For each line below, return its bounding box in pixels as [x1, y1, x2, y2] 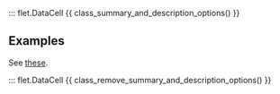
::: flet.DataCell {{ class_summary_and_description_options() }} [8, 8, 240, 18]
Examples [8, 33, 65, 48]
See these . [8, 57, 49, 68]
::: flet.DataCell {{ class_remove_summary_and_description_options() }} [8, 74, 272, 85]
